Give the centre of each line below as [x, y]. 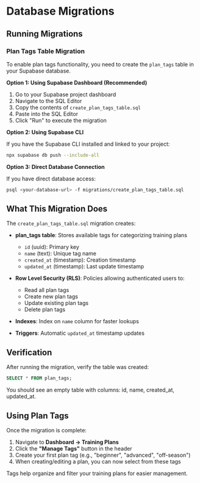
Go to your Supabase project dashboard [66, 94]
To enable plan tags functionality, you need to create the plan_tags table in [100, 64]
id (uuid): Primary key [52, 247]
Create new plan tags [51, 296]
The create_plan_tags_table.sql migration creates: [71, 223]
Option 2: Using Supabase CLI [45, 132]
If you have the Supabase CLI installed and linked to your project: [88, 144]
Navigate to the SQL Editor [48, 101]
